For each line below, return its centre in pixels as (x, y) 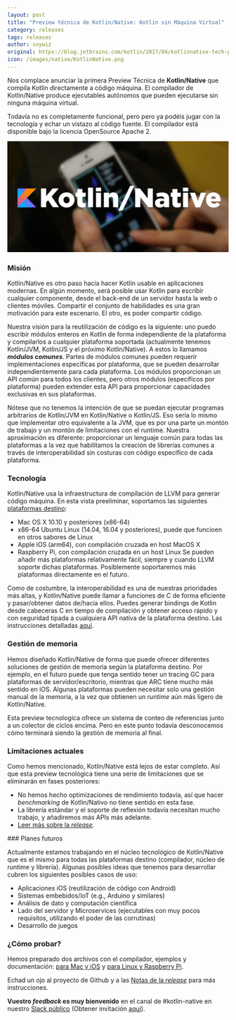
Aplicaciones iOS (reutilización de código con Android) (97, 888)
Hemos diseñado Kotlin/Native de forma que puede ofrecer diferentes (108, 659)
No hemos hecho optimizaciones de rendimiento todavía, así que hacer (120, 795)
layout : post (26, 15)
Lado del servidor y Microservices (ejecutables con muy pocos (109, 911)
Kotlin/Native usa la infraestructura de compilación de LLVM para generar (113, 493)
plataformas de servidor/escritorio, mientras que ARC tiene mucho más (110, 681)
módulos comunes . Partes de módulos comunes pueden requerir (103, 357)
